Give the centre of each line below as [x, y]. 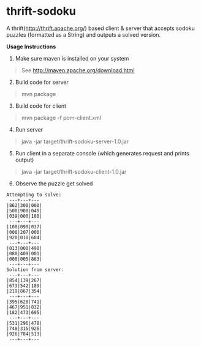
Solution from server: [35, 270]
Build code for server [42, 82]
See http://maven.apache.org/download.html [78, 70]
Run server [29, 129]
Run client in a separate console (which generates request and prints [102, 153]
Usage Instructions [31, 47]
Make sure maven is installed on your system [72, 58]
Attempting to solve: [34, 195]
